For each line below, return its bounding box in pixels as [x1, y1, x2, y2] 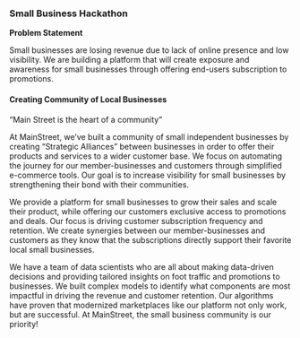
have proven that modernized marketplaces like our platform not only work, [9, 299, 287, 310]
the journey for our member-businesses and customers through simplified [9, 160, 282, 170]
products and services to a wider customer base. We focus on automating [9, 151, 283, 161]
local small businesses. [9, 244, 95, 255]
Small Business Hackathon [9, 7, 128, 20]
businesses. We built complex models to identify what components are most [9, 281, 291, 291]
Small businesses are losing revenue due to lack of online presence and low [9, 45, 289, 56]
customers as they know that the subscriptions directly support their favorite [9, 234, 292, 245]
